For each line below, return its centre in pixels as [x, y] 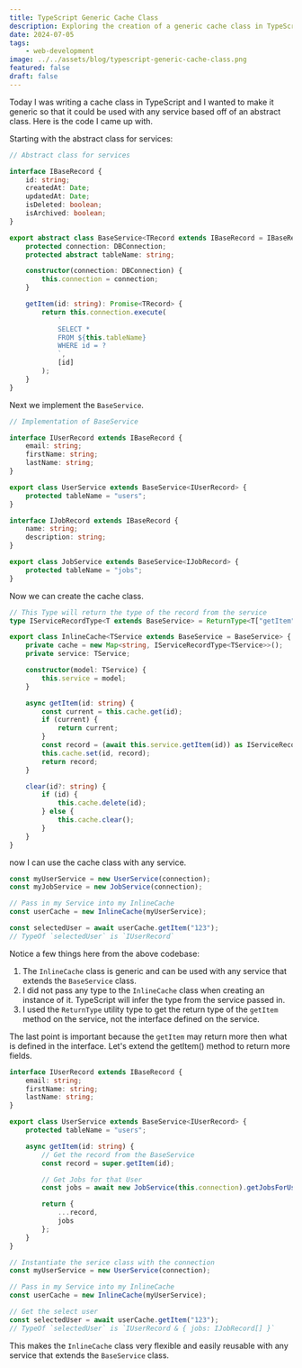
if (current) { [70, 720]
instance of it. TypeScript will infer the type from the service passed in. [154, 999]
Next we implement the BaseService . [76, 405]
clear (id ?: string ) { [66, 786]
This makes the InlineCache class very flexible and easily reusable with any [149, 1345]
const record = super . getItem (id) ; [108, 1163]
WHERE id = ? [81, 346]
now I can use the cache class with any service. [98, 862]
